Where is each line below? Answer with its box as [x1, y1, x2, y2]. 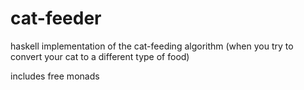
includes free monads [10, 70, 100, 82]
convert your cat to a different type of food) [10, 50, 190, 62]
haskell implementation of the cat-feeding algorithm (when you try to [10, 40, 294, 52]
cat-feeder [10, 7, 102, 30]
